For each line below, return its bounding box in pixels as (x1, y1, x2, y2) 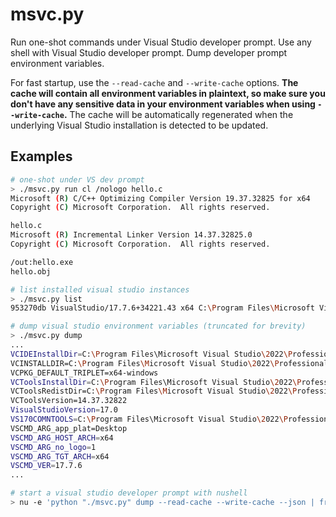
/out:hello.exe (10, 257, 74, 267)
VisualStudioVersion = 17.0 (10, 405, 118, 415)
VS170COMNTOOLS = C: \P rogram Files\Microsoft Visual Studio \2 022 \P (10, 414, 288, 424)
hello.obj (10, 266, 52, 277)
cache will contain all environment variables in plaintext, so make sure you (10, 87, 326, 99)
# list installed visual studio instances (10, 284, 190, 295)
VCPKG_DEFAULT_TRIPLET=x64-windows (10, 368, 159, 378)
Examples (10, 148, 73, 165)
